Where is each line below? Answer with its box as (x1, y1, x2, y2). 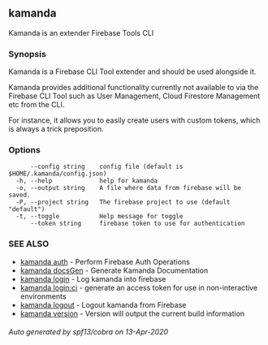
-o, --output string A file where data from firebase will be (15, 184, 242, 192)
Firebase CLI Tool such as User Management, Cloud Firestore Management (8, 91, 261, 101)
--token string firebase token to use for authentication (29, 219, 245, 228)
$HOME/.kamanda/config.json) (8, 170, 107, 178)
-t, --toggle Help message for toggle (15, 213, 184, 221)
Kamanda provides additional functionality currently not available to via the (8, 83, 259, 93)
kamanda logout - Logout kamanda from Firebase (19, 300, 187, 309)
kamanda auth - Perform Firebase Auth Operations (19, 257, 191, 266)
